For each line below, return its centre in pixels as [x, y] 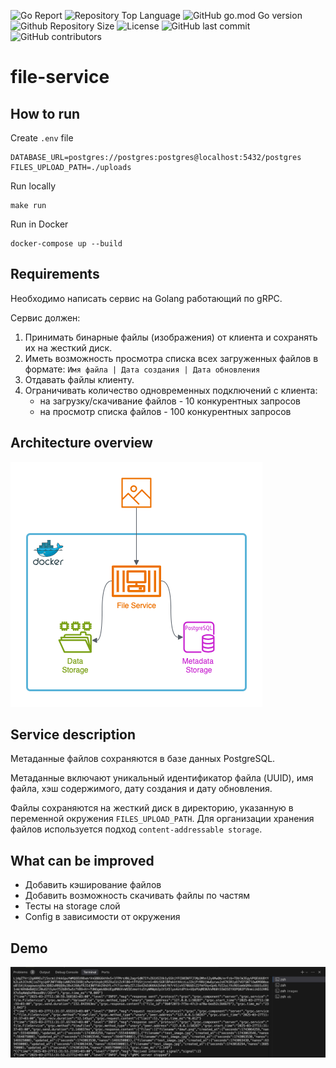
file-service [60, 77]
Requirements [55, 274]
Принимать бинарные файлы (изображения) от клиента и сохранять [171, 337]
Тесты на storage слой [72, 906]
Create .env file [42, 138]
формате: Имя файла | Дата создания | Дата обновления [142, 369]
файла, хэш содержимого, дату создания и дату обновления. [141, 789]
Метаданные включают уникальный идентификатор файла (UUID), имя [162, 778]
